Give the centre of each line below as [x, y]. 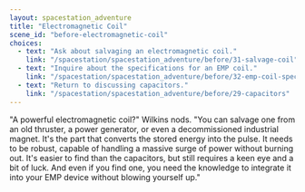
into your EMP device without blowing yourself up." [105, 177]
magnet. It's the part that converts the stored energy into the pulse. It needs [151, 139]
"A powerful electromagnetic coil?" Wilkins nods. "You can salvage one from [152, 120]
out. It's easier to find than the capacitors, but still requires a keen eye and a [152, 158]
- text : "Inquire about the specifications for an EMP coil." [138, 69]
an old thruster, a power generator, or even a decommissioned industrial [144, 129]
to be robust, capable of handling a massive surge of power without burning [152, 148]
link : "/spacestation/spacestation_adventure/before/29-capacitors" [158, 93]
